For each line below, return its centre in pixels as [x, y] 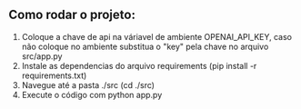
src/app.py [42, 56]
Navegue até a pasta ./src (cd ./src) [88, 84]
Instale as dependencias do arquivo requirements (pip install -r [139, 65]
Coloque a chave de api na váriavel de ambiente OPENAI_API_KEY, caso [157, 36]
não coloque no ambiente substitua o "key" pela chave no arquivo [145, 46]
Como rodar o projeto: [72, 15]
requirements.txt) [54, 75]
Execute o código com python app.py [92, 94]
